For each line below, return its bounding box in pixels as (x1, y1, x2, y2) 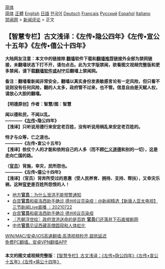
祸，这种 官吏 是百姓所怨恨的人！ (5, 181, 70, 187)
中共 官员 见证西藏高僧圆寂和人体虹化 (12, 222, 86, 228)
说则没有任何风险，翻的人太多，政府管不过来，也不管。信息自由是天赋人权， (5, 84, 160, 90)
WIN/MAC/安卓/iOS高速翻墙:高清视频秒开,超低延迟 (5, 233, 107, 239)
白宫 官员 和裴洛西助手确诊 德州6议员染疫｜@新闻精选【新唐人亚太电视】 (12, 198, 158, 204)
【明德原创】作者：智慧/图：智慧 (5, 101, 72, 107)
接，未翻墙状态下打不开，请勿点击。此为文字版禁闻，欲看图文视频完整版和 (5, 61, 156, 67)
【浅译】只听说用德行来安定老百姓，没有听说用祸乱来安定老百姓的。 (5, 124, 143, 130)
